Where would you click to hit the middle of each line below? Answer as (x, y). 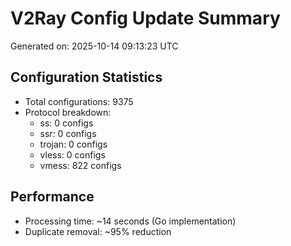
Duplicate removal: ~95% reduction (98, 231)
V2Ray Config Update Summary (145, 18)
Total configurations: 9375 (79, 101)
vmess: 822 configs (80, 165)
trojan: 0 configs (73, 144)
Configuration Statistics (86, 77)
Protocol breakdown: (68, 112)
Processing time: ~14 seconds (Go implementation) (130, 221)
